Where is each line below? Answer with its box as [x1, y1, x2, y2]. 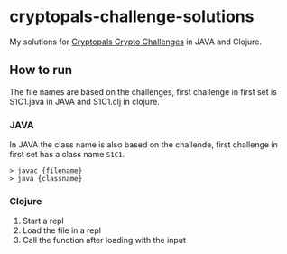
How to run [9, 62, 73, 78]
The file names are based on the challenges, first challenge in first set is [9, 86, 278, 97]
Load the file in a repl [22, 225, 102, 236]
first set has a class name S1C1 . [9, 149, 125, 160]
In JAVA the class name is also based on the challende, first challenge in [9, 139, 278, 150]
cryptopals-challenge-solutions [9, 6, 255, 27]
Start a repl [22, 215, 65, 227]
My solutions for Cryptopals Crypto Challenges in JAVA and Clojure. [9, 36, 263, 47]
